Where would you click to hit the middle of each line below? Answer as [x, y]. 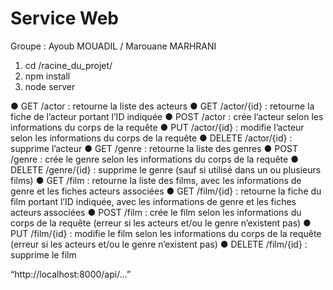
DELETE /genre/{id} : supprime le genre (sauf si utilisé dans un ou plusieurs [166, 169]
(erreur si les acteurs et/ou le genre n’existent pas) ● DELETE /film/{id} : [159, 244]
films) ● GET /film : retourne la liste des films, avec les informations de [156, 180]
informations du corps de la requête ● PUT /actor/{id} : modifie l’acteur [157, 127]
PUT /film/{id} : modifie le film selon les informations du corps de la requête [166, 233]
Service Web [65, 18]
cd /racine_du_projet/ [68, 65]
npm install [47, 76]
